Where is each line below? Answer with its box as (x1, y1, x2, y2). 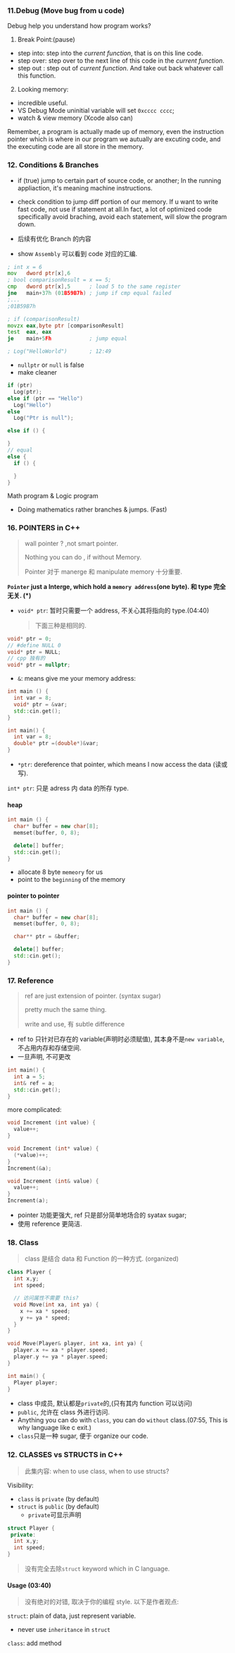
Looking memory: (17, 85, 69, 94)
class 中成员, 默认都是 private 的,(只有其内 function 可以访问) (17, 1399, 193, 1407)
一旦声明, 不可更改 (17, 1053, 71, 1061)
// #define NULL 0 (7, 641, 61, 649)
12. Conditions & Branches (7, 160, 99, 170)
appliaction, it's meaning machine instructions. (17, 183, 153, 192)
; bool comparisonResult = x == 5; (7, 277, 112, 284)
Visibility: (7, 1481, 34, 1489)
